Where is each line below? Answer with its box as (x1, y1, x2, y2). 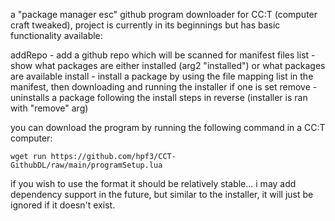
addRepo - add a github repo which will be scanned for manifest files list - (10, 49, 316, 61)
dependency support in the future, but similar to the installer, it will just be (10, 189, 314, 200)
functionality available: (10, 30, 103, 41)
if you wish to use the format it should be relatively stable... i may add (10, 178, 297, 189)
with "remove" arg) (10, 102, 89, 114)
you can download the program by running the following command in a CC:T (10, 122, 326, 133)
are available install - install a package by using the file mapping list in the (10, 70, 314, 82)
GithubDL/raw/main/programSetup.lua (10, 160, 163, 170)
